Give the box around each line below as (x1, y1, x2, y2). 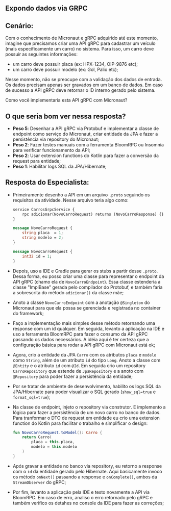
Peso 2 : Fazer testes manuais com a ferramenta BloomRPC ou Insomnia (12, 142, 164, 148)
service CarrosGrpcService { (12, 207, 75, 212)
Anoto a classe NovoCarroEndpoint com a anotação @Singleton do (12, 299, 150, 305)
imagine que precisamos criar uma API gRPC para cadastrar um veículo (5, 40, 156, 46)
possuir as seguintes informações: (5, 51, 78, 58)
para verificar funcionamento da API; (12, 147, 90, 154)
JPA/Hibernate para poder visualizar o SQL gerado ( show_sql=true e (12, 389, 156, 395)
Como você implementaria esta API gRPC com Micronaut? (5, 97, 128, 104)
